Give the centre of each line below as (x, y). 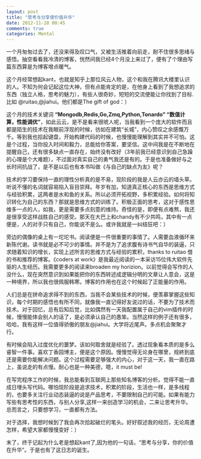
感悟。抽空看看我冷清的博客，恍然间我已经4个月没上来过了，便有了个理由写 (100, 59)
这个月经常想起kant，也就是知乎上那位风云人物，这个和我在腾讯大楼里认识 (98, 79)
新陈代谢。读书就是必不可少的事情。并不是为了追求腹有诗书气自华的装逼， (98, 244)
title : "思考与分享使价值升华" (41, 17)
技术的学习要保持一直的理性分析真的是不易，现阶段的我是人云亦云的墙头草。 (100, 179)
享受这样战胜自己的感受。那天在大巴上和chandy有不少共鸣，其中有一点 (104, 217)
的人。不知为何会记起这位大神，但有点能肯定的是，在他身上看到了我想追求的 (100, 87)
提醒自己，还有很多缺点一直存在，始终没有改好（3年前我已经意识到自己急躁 (100, 152)
